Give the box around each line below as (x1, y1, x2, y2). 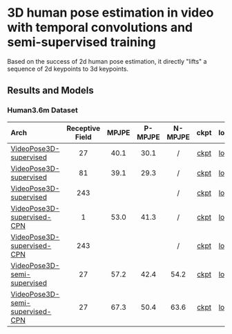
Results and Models (7, 85, 95, 96)
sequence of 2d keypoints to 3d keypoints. (7, 64, 129, 73)
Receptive (66, 123, 101, 133)
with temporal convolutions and (7, 19, 193, 35)
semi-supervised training (7, 35, 157, 50)
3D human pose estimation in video (7, 5, 214, 21)
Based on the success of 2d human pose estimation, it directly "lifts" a (7, 57, 207, 65)
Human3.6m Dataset (7, 105, 78, 115)
